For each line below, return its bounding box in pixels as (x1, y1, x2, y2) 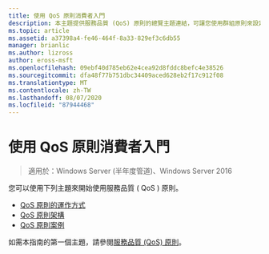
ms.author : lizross (8, 49, 74, 57)
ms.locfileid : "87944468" (8, 101, 94, 109)
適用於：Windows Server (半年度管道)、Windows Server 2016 (27, 166, 232, 176)
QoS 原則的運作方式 (19, 200, 86, 210)
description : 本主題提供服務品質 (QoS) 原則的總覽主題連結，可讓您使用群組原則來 (8, 19, 254, 27)
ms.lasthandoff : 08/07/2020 (8, 94, 102, 102)
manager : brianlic (8, 42, 70, 50)
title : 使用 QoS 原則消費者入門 (8, 11, 106, 20)
